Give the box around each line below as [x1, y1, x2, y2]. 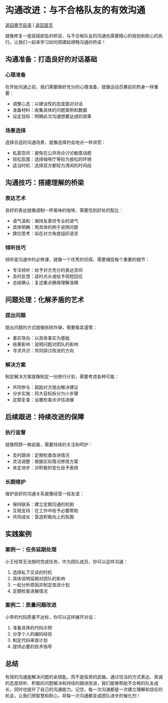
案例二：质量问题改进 [5, 602, 56, 609]
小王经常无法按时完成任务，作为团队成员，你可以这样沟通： [5, 558, 128, 564]
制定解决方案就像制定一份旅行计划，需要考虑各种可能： [5, 373, 119, 379]
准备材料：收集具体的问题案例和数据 [12, 107, 87, 113]
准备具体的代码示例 [12, 624, 52, 630]
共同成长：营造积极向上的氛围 [12, 514, 74, 520]
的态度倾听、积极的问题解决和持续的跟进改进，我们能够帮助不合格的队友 [5, 680, 154, 686]
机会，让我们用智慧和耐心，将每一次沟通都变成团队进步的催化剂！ [5, 692, 141, 698]
